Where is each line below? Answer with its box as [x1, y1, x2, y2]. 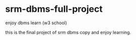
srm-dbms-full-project [5, 3, 103, 15]
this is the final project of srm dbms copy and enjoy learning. [5, 29, 131, 35]
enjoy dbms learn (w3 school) [5, 20, 67, 26]
